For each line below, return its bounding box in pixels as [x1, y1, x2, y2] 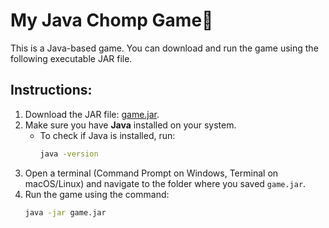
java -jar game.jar [24, 207, 107, 218]
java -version [39, 149, 99, 159]
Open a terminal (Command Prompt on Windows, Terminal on [24, 167, 279, 179]
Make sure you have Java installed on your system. [24, 119, 237, 131]
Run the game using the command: [24, 188, 170, 200]
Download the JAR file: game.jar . [24, 108, 160, 120]
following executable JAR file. [10, 52, 133, 64]
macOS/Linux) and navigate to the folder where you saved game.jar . [24, 177, 307, 189]
